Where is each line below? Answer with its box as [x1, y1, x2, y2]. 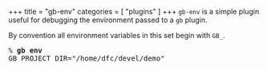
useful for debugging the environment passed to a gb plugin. [8, 15, 208, 25]
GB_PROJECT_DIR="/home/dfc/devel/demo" [8, 54, 165, 63]
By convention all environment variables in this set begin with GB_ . [8, 31, 226, 40]
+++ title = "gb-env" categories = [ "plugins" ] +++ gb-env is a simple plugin [8, 7, 260, 16]
